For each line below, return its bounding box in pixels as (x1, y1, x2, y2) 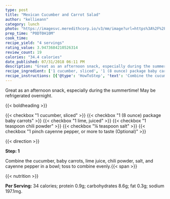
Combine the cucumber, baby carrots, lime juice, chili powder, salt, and (5, 157, 153, 164)
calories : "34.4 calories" (5, 54, 62, 60)
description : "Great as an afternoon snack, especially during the (5, 64, 151, 69)
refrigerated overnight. (5, 92, 53, 99)
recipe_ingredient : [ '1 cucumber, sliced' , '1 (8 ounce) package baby (5, 69, 157, 74)
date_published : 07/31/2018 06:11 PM (5, 59, 85, 64)
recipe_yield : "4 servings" (5, 41, 65, 46)
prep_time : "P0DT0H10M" (5, 31, 56, 36)
